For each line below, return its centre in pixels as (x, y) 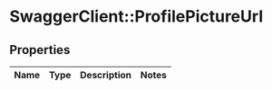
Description (106, 75)
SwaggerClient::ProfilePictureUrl (136, 17)
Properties (40, 50)
